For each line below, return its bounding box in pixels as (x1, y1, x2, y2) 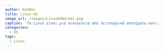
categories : (5, 25, 29, 30)
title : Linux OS (5, 12, 38, 17)
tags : (5, 34, 16, 39)
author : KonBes (5, 7, 36, 12)
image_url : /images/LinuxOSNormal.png (5, 16, 83, 21)
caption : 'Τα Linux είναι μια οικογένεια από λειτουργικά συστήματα (5, 20, 147, 26)
